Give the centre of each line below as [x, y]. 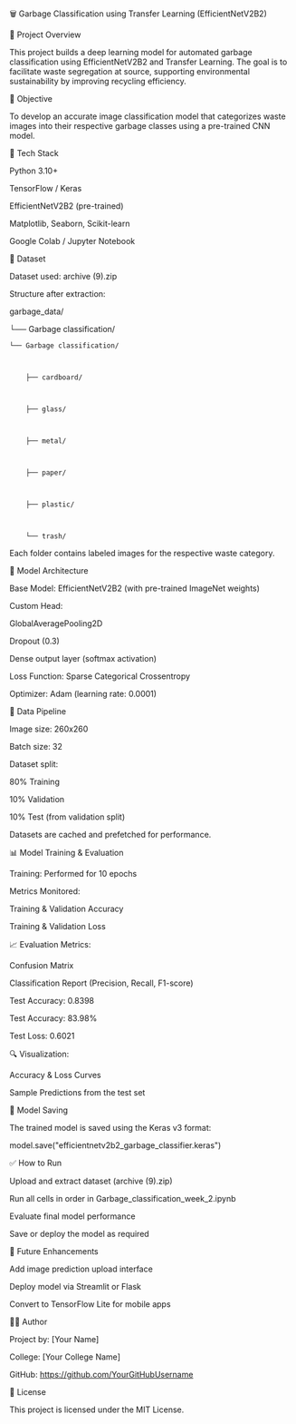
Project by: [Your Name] [54, 1339]
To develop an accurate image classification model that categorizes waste [148, 116]
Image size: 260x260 [49, 729]
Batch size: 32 [36, 746]
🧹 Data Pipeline [38, 711]
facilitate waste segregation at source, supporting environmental [130, 71]
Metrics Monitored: [45, 891]
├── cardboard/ [54, 378]
